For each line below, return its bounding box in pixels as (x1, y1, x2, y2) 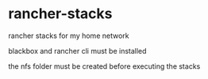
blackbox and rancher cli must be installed (8, 46, 147, 55)
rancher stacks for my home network (8, 31, 129, 40)
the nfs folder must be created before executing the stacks (8, 61, 201, 71)
